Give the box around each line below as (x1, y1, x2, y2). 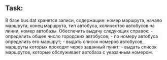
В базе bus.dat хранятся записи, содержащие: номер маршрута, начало (5, 17, 162, 23)
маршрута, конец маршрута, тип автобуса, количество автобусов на (5, 22, 155, 28)
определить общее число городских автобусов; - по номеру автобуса (5, 33, 158, 39)
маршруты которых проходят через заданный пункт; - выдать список (5, 43, 157, 49)
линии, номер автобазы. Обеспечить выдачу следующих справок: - (5, 27, 153, 34)
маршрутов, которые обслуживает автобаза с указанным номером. (5, 49, 153, 55)
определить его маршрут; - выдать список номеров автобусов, (5, 38, 144, 44)
